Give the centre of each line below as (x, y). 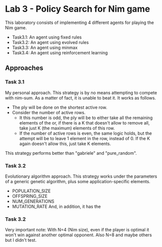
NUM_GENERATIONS (33, 201)
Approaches (24, 68)
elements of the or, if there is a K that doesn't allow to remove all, (84, 123)
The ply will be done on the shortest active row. (60, 107)
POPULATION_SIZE (31, 191)
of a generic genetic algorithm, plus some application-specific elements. (78, 181)
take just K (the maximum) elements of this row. (67, 128)
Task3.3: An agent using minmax (45, 47)
